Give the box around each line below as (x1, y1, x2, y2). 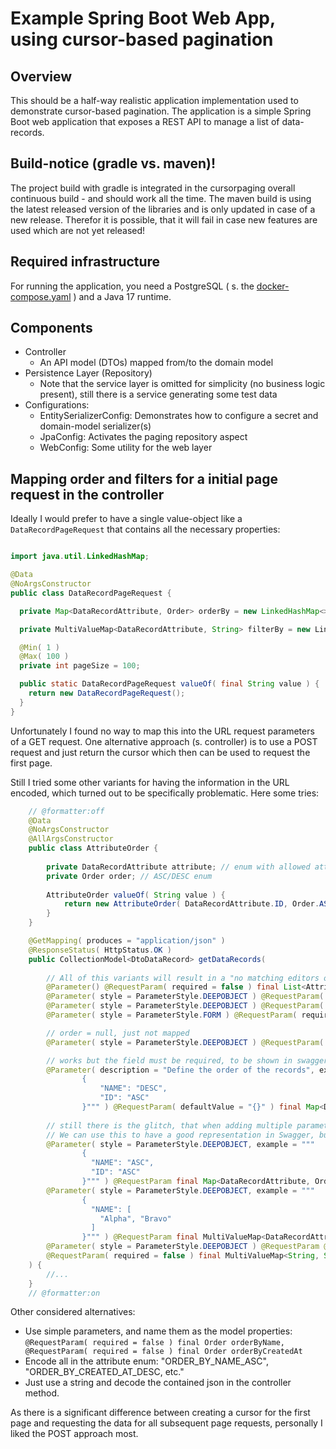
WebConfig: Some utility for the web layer (39, 442, 213, 454)
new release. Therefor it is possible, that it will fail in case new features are (10, 213, 318, 226)
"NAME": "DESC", (99, 1083, 168, 1094)
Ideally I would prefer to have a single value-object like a (10, 513, 243, 525)
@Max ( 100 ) (19, 652, 70, 662)
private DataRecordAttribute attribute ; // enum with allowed (46, 862, 311, 872)
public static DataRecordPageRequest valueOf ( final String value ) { (19, 679, 320, 689)
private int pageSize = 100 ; (19, 661, 141, 671)
